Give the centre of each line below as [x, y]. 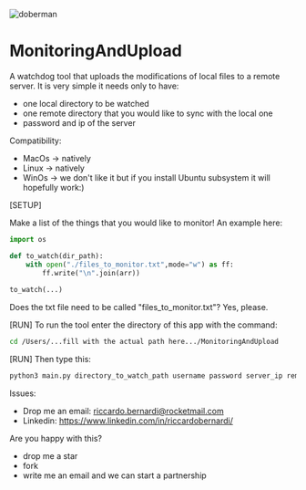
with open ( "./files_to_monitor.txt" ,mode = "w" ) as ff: [130, 265]
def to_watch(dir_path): [56, 255]
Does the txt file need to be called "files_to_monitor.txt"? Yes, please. [139, 308]
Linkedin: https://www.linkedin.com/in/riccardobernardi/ [128, 421]
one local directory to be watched [86, 103]
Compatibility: [36, 141]
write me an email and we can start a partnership [114, 475]
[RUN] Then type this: [50, 360]
